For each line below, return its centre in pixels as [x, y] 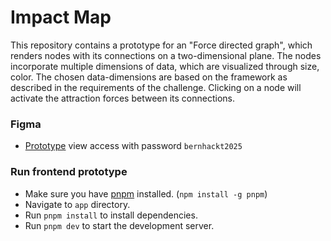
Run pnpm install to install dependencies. [111, 215]
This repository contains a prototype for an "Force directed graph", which [161, 45]
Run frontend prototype [69, 172]
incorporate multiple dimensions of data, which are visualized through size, [165, 66]
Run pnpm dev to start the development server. [119, 225]
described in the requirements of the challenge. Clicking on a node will [156, 87]
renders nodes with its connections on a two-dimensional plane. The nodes [166, 55]
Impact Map [61, 17]
